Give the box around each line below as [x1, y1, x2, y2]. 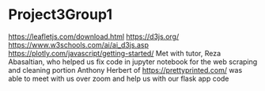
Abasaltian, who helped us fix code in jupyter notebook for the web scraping [8, 57, 258, 66]
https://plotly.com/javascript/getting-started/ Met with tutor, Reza [8, 48, 221, 58]
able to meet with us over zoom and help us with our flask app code [8, 74, 229, 83]
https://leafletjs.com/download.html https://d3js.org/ [8, 32, 180, 41]
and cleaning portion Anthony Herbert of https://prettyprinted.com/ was [8, 65, 243, 74]
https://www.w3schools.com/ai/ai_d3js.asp [8, 40, 149, 49]
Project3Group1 [8, 6, 113, 24]
